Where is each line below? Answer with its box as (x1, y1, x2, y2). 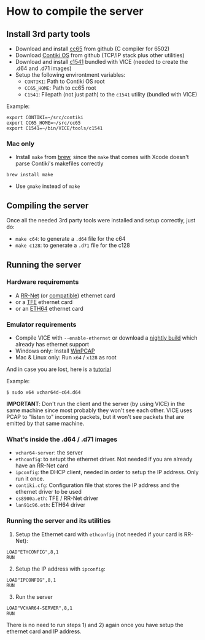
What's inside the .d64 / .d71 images (6, 435, 118, 443)
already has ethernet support (15, 341, 90, 348)
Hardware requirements (6, 278, 79, 286)
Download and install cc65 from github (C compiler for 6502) (15, 45, 170, 52)
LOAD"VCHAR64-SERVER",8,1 (6, 605, 72, 611)
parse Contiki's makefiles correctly (15, 160, 104, 167)
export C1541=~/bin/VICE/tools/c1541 (6, 125, 103, 131)
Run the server (15, 593, 53, 600)
